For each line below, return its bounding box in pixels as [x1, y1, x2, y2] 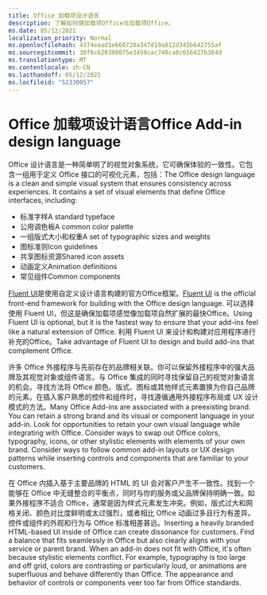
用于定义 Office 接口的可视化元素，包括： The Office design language [29, 170, 256, 179]
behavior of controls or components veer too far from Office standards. [8, 578, 242, 588]
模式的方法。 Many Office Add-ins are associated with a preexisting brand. [8, 402, 251, 412]
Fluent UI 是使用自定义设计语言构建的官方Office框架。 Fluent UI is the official [8, 288, 257, 299]
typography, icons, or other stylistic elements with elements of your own [8, 436, 246, 446]
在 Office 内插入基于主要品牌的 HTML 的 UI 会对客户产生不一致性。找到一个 [8, 479, 255, 488]
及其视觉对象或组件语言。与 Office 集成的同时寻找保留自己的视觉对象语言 [14, 372, 255, 382]
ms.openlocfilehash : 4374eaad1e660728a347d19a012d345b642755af [8, 41, 222, 49]
